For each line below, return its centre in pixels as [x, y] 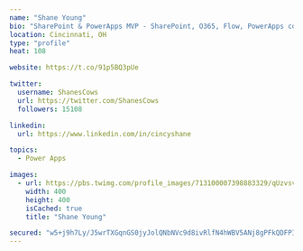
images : [24, 175]
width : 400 [46, 191]
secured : [26, 233]
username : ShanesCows [58, 92]
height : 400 [48, 200]
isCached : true [54, 209]
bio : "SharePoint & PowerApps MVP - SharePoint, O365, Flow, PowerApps [147, 26]
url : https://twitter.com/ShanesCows [88, 100]
